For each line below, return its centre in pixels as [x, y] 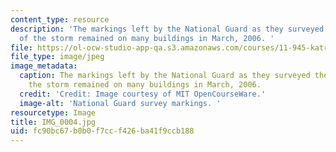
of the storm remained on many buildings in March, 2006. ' [147, 38]
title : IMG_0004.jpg [53, 122]
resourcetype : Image [53, 112]
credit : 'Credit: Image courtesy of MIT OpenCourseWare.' [143, 94]
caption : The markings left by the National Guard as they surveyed [165, 76]
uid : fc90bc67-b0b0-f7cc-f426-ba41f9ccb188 [102, 131]
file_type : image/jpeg [57, 57]
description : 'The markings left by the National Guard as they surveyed [167, 29]
